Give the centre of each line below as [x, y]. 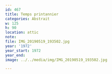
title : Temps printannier [32, 14]
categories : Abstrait [28, 19]
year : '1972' [19, 46]
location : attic [22, 32]
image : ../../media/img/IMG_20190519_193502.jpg [56, 60]
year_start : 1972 [23, 50]
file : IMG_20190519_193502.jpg [37, 42]
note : [11, 37]
